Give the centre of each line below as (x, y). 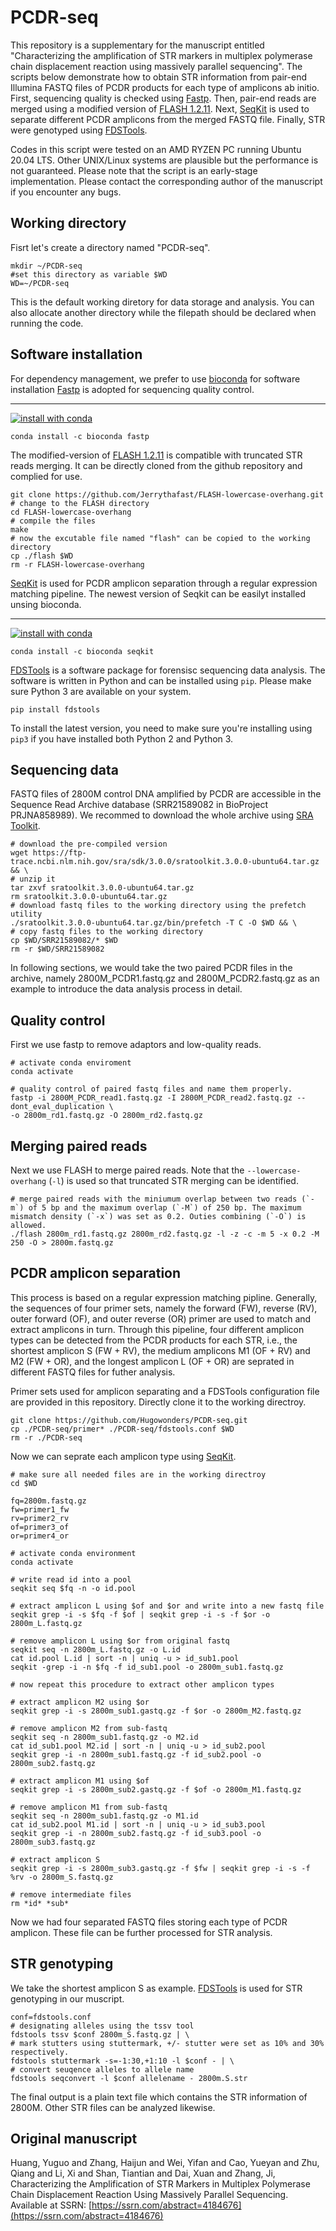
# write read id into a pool (71, 1579)
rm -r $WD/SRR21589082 (57, 949)
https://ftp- (59, 853)
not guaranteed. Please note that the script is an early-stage (134, 170)
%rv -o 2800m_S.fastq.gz (62, 1877)
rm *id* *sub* (40, 1903)
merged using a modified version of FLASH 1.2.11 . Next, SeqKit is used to (160, 108)
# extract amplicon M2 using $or (80, 1702)
